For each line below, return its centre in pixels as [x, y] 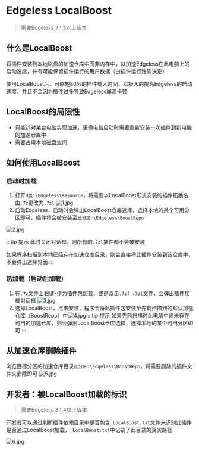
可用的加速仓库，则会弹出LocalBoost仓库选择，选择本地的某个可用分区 [101, 323]
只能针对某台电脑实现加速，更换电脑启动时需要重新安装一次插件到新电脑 [103, 127]
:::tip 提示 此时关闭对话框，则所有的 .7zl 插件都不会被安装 [76, 242]
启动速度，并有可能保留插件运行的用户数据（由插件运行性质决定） [87, 71]
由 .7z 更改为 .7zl [34, 203]
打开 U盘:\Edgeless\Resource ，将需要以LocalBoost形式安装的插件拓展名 [102, 195]
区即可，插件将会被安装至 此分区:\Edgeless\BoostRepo [79, 217]
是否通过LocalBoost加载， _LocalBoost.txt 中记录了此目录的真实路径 [89, 430]
